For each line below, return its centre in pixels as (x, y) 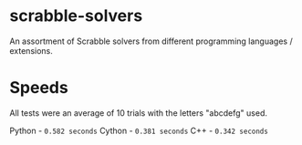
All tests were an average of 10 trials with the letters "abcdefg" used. (138, 113)
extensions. (31, 50)
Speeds (39, 88)
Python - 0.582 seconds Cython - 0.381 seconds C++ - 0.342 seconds (139, 130)
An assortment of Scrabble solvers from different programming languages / (151, 41)
